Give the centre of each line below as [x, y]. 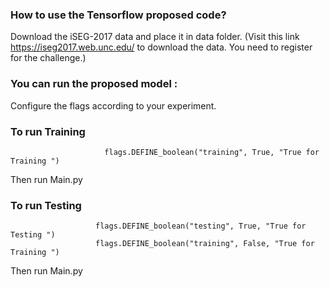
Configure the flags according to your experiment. [113, 105]
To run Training [48, 131]
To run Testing [46, 205]
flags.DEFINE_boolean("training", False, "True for [205, 244]
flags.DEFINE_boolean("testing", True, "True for [201, 226]
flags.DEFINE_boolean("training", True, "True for [212, 152]
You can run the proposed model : [94, 84]
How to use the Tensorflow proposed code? [118, 15]
